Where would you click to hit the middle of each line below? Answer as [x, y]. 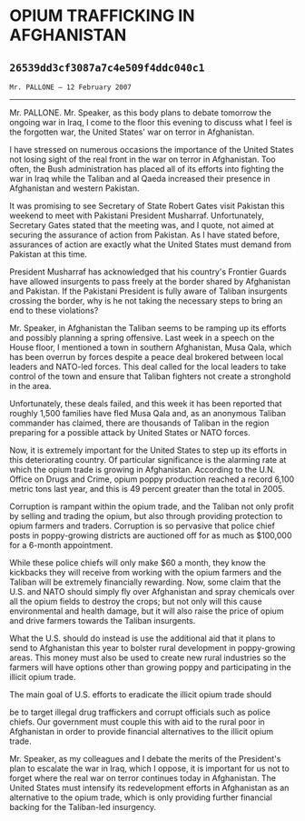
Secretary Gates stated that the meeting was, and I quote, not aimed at [142, 225]
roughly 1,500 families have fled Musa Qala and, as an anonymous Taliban [148, 413]
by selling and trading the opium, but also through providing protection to [146, 516]
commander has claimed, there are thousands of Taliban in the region [139, 423]
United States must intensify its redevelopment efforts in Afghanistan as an [149, 788]
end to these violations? [54, 310]
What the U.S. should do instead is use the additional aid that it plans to [143, 638]
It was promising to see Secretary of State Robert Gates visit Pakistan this [147, 206]
